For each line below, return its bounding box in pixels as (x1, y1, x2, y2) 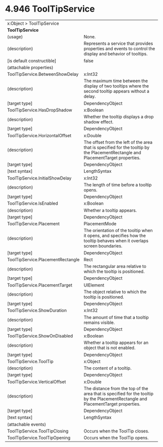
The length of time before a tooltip (83, 181, 152, 188)
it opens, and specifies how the (83, 232, 147, 239)
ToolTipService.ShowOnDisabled (7, 333, 73, 339)
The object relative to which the (83, 288, 147, 295)
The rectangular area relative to (83, 264, 147, 269)
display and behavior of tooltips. (83, 51, 148, 57)
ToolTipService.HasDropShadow (7, 107, 72, 113)
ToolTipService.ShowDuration (7, 307, 67, 313)
